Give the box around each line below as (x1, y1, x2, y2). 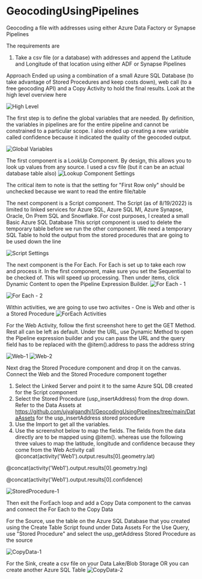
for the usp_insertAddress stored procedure (36, 414, 145, 421)
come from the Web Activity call (14, 446, 95, 453)
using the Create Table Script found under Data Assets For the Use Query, (6, 524, 190, 531)
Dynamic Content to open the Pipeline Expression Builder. (6, 280, 149, 287)
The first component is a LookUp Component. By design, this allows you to (6, 156, 192, 164)
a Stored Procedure (6, 310, 55, 317)
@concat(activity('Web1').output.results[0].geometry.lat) (14, 453, 155, 460)
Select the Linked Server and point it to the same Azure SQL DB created (14, 382, 194, 389)
